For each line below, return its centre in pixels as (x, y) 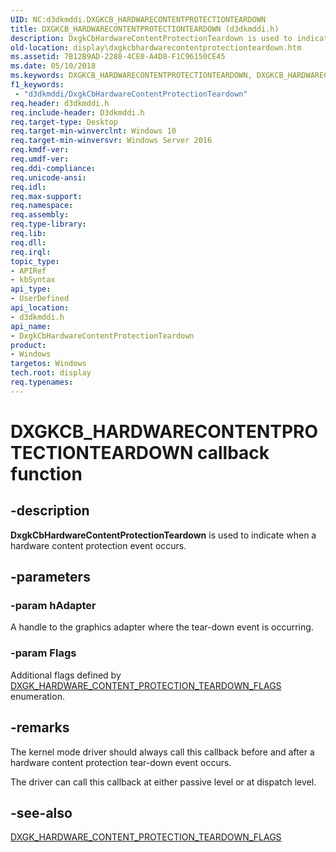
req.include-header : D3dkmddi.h (77, 112)
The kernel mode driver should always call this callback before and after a (162, 752)
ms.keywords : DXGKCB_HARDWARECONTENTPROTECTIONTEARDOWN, (131, 76)
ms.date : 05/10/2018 (53, 66)
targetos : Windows (48, 364)
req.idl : (28, 187)
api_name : (31, 326)
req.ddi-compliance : (53, 168)
